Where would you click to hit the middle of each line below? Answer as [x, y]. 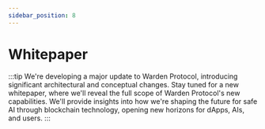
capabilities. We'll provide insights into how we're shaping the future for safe [133, 101]
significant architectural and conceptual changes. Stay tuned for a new [124, 84]
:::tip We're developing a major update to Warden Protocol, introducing [123, 76]
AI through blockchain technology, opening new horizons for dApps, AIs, [127, 109]
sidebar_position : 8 [42, 15]
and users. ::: [30, 118]
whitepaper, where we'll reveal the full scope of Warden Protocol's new [124, 93]
